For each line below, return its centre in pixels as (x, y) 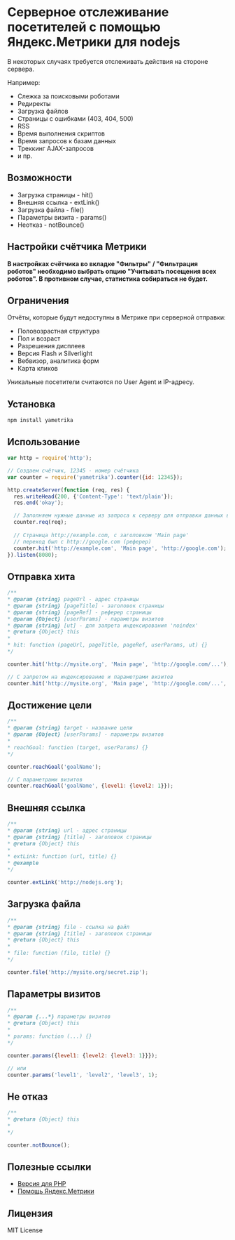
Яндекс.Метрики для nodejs (94, 42)
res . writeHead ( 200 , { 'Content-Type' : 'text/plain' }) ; (93, 496)
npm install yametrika (40, 421)
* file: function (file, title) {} (59, 953)
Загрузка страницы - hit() (55, 194)
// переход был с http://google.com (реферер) (83, 541)
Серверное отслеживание (88, 12)
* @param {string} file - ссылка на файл (69, 927)
